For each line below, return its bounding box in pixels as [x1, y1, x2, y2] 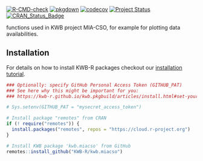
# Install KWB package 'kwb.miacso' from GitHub [6, 143, 131, 149]
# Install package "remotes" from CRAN [6, 115, 107, 121]
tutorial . [6, 70, 25, 77]
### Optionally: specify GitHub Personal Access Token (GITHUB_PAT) [6, 82, 182, 88]
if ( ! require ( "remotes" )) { [6, 121, 80, 127]
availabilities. [6, 30, 39, 38]
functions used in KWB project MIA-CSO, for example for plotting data [6, 24, 181, 31]
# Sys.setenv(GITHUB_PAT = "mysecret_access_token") [6, 104, 142, 110]
